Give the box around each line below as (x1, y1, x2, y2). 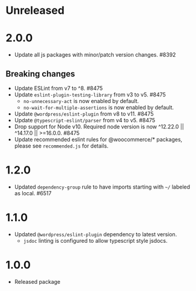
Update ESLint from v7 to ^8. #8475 (14, 84, 103, 92)
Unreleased (5, 4, 65, 17)
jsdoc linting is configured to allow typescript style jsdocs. (23, 237, 168, 244)
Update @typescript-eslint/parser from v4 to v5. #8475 (14, 116, 156, 124)
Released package (14, 278, 61, 285)
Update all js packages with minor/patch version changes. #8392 (14, 51, 176, 58)
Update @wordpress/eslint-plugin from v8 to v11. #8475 (14, 110, 154, 117)
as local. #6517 (14, 189, 52, 196)
